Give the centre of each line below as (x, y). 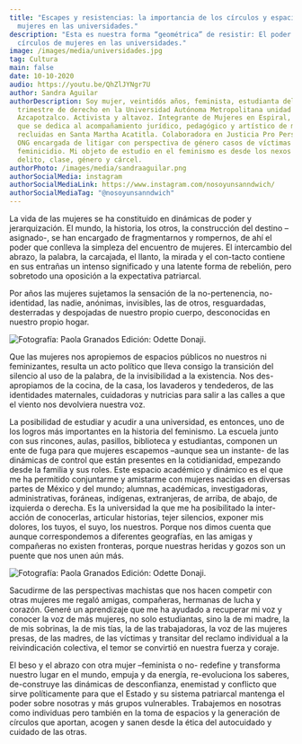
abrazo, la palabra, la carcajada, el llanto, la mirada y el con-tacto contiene (147, 257)
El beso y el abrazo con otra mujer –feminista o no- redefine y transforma (145, 665)
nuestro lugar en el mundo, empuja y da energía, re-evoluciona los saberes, (149, 674)
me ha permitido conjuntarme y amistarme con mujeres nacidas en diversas (150, 479)
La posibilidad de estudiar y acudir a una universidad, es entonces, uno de (147, 422)
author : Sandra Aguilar (54, 93)
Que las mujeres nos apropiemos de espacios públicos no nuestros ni (138, 357)
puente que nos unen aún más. (67, 555)
